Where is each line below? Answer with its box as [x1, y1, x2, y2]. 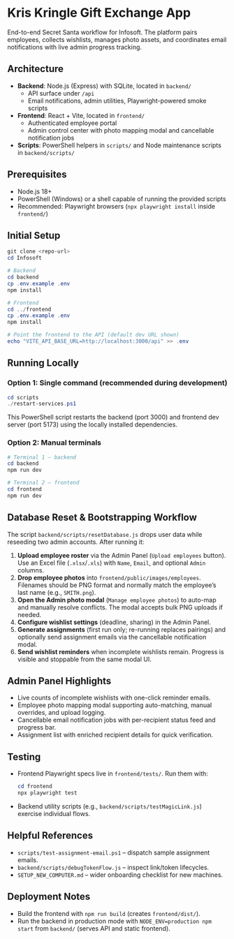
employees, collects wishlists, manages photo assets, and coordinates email [7, 35, 227, 43]
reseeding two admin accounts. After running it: [7, 538, 145, 546]
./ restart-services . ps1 [7, 400, 77, 408]
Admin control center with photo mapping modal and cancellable [27, 126, 214, 134]
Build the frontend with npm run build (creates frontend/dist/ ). [17, 909, 200, 917]
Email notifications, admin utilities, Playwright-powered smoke [27, 96, 207, 105]
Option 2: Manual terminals [7, 438, 101, 448]
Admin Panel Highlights [7, 675, 112, 687]
